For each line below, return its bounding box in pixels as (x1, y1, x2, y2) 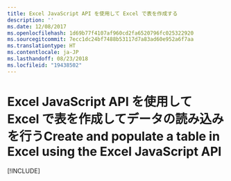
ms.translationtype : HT (7, 42, 76, 49)
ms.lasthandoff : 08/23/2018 (7, 55, 89, 62)
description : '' (7, 17, 54, 24)
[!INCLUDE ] (7, 166, 40, 175)
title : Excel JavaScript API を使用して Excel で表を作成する (7, 10, 178, 17)
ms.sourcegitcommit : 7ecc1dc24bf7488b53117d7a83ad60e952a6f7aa (7, 36, 194, 43)
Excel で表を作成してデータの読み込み (7, 111, 224, 127)
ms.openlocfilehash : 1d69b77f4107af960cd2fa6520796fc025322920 (7, 29, 194, 37)
